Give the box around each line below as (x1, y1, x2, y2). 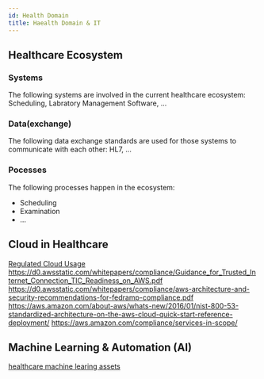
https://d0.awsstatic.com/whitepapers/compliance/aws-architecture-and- (8, 284, 250, 293)
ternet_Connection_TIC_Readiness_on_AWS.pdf (8, 275, 163, 285)
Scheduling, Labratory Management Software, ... (8, 98, 167, 108)
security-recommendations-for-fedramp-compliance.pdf (8, 293, 194, 302)
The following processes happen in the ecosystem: (8, 182, 175, 192)
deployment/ (8, 318, 50, 327)
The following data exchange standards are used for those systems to (8, 136, 236, 146)
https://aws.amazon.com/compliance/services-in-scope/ (51, 318, 238, 327)
